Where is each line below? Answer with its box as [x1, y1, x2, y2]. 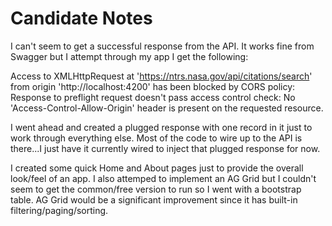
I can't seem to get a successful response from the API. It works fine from [10, 40, 315, 52]
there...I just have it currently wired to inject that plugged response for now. [10, 142, 321, 154]
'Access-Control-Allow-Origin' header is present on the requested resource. [10, 102, 324, 114]
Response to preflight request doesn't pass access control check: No [10, 91, 296, 103]
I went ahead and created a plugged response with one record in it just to [10, 121, 313, 133]
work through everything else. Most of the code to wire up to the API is [10, 132, 303, 144]
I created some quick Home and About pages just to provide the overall [10, 162, 304, 174]
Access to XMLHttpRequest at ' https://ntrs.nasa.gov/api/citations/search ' [10, 70, 313, 82]
